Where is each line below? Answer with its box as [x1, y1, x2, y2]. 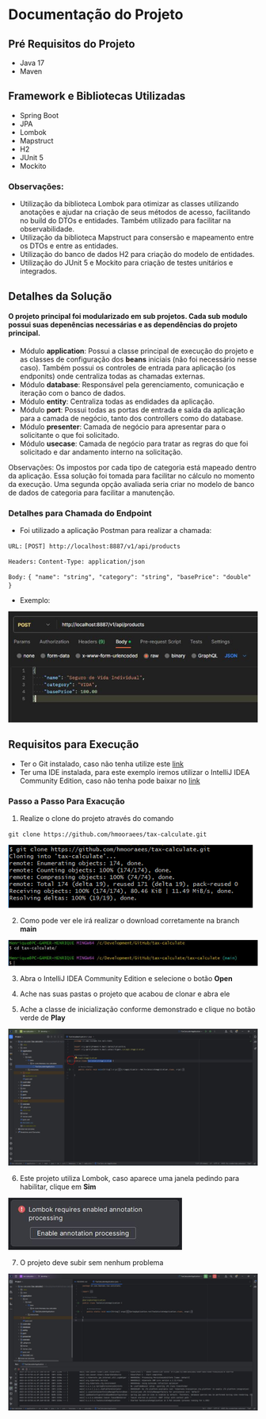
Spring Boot [19, 110, 59, 120]
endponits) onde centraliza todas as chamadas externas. [19, 371, 206, 381]
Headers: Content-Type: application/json [8, 558, 145, 566]
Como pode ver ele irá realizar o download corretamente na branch [19, 916, 240, 926]
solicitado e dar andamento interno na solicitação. [19, 447, 184, 457]
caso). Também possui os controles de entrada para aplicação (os [19, 362, 236, 372]
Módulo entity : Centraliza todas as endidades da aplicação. [19, 397, 215, 406]
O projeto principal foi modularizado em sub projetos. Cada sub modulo [8, 312, 248, 321]
